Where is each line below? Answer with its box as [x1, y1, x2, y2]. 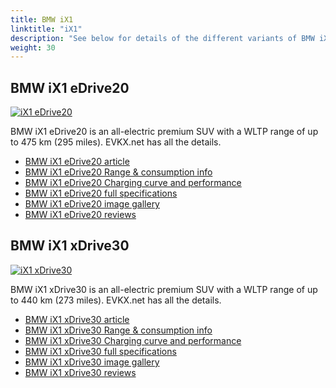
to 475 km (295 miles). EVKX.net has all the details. [10, 136, 222, 148]
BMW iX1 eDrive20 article [24, 156, 130, 168]
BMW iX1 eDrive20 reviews [24, 209, 137, 221]
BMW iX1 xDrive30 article [24, 313, 130, 325]
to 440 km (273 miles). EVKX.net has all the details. [10, 294, 222, 306]
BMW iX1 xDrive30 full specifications [24, 345, 177, 357]
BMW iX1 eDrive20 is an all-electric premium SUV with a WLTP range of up [10, 126, 319, 138]
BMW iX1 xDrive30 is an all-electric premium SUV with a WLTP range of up [10, 283, 318, 295]
